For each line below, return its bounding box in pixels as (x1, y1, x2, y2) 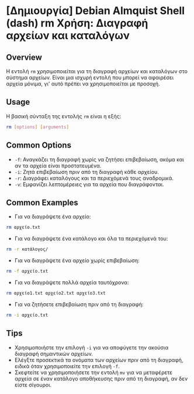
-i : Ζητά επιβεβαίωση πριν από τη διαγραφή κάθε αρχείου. (14, 168, 160, 175)
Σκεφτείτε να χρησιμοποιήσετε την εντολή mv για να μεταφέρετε (14, 369, 173, 376)
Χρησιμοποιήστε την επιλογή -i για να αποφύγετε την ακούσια (14, 344, 169, 351)
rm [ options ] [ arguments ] (6, 124, 69, 130)
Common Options (6, 141, 72, 150)
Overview (6, 52, 43, 62)
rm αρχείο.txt (6, 224, 41, 231)
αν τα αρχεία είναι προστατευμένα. (14, 162, 102, 169)
